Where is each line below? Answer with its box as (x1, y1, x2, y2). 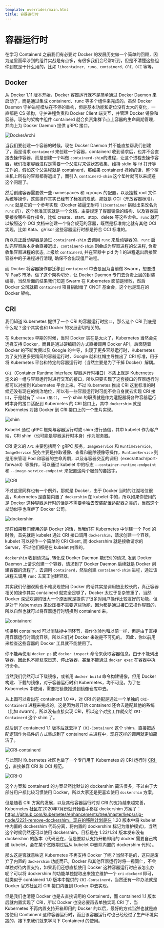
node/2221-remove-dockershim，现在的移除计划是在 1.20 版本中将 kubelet (5, 817, 156, 823)
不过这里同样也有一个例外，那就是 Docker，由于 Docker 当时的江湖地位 (5, 488, 149, 493)
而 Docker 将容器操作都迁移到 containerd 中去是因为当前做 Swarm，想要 (5, 266, 151, 272)
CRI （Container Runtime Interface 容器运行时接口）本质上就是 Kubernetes (5, 370, 154, 376)
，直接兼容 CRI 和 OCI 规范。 (8, 763, 67, 769)
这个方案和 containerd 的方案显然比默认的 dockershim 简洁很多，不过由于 (5, 783, 154, 789)
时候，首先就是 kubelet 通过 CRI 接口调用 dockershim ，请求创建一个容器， (5, 532, 154, 538)
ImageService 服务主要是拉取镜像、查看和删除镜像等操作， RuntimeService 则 (5, 449, 159, 455)
